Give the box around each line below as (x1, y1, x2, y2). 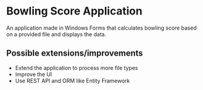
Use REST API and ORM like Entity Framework (15, 77, 130, 84)
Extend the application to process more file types (15, 64, 138, 71)
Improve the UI (15, 71, 53, 78)
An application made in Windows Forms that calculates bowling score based (6, 24, 197, 31)
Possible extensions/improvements (6, 48, 144, 59)
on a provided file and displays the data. (6, 30, 107, 37)
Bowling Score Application (6, 4, 142, 18)
